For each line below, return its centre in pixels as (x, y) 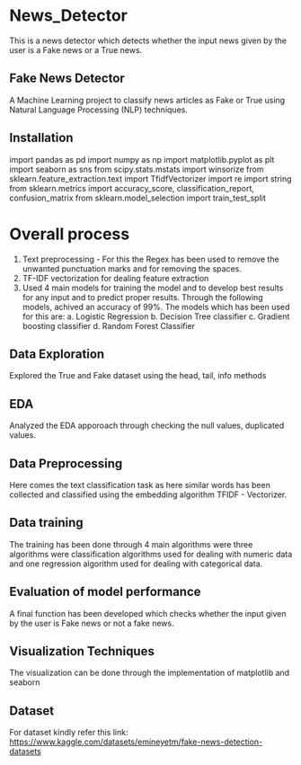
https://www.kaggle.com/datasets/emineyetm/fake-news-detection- (136, 742)
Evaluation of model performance (105, 592)
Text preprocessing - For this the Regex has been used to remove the (151, 259)
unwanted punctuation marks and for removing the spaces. (132, 268)
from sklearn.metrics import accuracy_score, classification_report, (132, 188)
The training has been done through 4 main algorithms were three (131, 544)
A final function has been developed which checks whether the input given (148, 613)
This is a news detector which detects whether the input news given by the (148, 40)
